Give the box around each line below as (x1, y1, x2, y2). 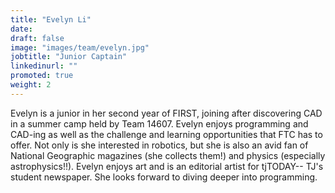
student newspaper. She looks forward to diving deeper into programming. (10, 171, 318, 183)
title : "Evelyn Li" (10, 14, 92, 25)
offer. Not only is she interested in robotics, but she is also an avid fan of (10, 139, 309, 151)
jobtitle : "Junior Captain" (10, 52, 128, 62)
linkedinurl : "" (10, 61, 78, 71)
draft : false (10, 33, 65, 43)
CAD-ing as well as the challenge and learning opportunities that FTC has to (10, 128, 323, 140)
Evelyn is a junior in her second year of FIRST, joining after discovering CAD (10, 107, 323, 119)
